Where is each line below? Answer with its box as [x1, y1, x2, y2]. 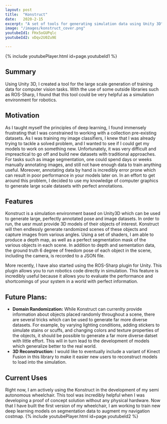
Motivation [5, 111, 40, 120]
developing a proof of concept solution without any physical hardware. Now [5, 397, 161, 403]
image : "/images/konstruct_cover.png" [5, 26, 85, 31]
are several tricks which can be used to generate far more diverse [12, 317, 148, 323]
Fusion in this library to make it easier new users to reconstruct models [12, 354, 158, 360]
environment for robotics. [5, 97, 57, 103]
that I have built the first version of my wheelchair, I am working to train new [5, 403, 161, 409]
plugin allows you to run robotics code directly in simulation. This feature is [5, 268, 159, 274]
